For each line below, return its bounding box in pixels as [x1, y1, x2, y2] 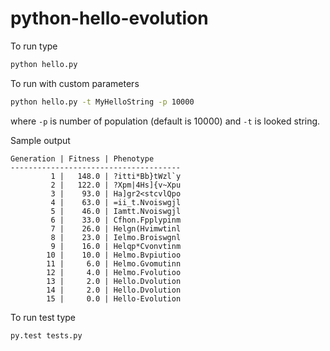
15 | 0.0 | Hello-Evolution [46, 293, 182, 304]
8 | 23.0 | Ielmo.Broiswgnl [50, 232, 182, 242]
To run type [10, 40, 58, 52]
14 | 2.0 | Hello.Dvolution [46, 285, 182, 295]
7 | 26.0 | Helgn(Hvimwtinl [50, 223, 182, 234]
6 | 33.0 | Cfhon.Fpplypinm [50, 215, 182, 225]
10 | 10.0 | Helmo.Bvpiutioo [46, 250, 182, 260]
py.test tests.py [10, 330, 83, 341]
